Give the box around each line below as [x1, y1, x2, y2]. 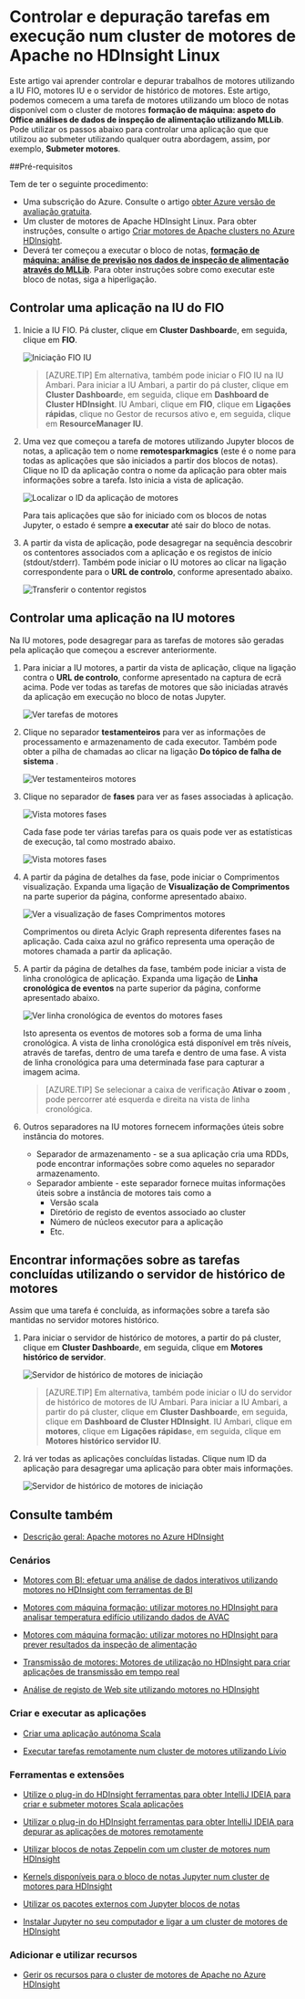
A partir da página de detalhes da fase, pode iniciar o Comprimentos [22, 871, 280, 882]
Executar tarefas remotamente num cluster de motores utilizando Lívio [22, 1745, 287, 1756]
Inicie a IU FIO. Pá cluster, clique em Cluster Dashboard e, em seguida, [22, 324, 289, 335]
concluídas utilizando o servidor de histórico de [9, 1266, 286, 1282]
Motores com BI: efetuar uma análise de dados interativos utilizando [22, 1575, 279, 1586]
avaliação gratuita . [22, 205, 93, 216]
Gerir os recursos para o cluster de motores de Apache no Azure [22, 1969, 267, 1981]
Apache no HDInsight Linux [9, 46, 220, 66]
